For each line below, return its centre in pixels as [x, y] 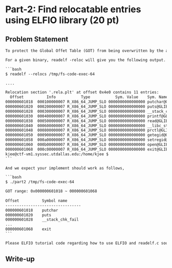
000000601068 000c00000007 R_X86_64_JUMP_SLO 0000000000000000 [75, 149]
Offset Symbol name [36, 201]
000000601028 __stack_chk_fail [42, 220]
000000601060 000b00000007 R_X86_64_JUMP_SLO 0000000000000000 [75, 144]
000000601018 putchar [32, 210]
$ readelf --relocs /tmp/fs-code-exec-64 [50, 74]
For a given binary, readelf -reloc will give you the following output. [86, 60]
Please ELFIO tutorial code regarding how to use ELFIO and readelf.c [82, 243]
